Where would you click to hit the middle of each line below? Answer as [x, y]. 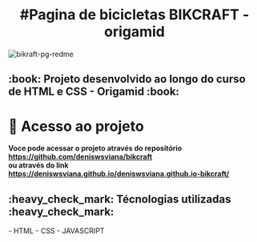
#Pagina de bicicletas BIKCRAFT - [135, 15]
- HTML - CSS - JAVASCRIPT [56, 231]
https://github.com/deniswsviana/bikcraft [80, 157]
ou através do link [39, 165]
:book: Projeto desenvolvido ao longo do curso [127, 79]
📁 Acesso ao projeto [76, 126]
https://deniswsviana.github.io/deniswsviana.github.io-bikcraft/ [119, 174]
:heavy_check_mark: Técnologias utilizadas [120, 199]
